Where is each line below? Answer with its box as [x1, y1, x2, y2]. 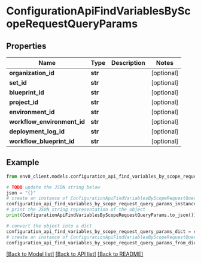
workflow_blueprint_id [9, 137, 75, 145]
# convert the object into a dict [6, 223, 93, 229]
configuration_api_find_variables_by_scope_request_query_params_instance [6, 201, 197, 207]
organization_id [9, 69, 55, 77]
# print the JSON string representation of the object [6, 207, 146, 213]
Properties [6, 41, 47, 51]
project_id [9, 98, 39, 106]
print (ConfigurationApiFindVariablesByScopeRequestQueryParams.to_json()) [6, 212, 197, 219]
